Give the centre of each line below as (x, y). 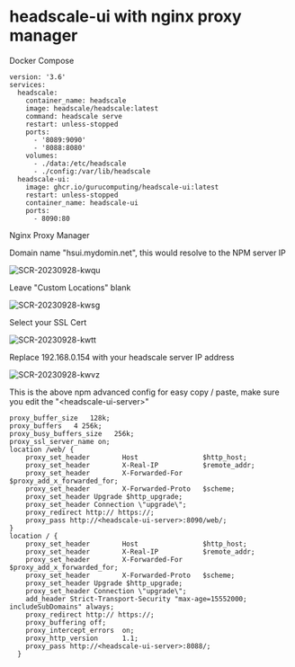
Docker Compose (42, 60)
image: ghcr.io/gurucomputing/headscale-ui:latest (122, 187)
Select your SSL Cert (48, 322)
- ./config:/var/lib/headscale (92, 171)
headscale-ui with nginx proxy (125, 17)
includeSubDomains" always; (62, 607)
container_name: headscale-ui (82, 203)
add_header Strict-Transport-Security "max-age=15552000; (136, 599)
